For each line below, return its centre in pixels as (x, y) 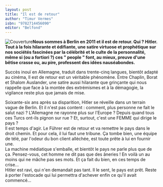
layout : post (18, 10)
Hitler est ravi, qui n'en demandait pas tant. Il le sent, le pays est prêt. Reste (81, 170)
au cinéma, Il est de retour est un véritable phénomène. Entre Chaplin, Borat (81, 77)
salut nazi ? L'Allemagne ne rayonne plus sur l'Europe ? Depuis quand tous (80, 113)
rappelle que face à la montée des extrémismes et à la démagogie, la (74, 88)
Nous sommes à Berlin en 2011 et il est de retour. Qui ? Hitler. (95, 42)
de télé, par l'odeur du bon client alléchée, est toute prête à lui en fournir (78, 139)
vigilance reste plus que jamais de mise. (45, 93)
